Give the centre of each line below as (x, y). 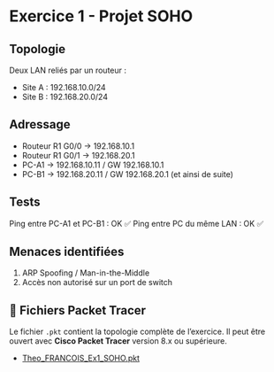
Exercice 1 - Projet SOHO (101, 16)
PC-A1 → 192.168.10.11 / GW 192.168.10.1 (93, 165)
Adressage (40, 124)
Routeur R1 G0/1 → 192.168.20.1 (78, 155)
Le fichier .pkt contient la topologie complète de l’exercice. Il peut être (137, 332)
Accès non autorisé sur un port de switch (97, 283)
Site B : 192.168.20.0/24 (65, 97)
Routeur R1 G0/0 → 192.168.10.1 (78, 146)
